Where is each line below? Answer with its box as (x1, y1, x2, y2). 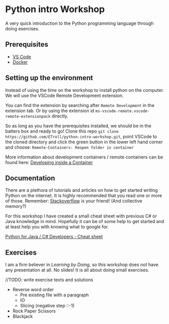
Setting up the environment (5, 74, 93, 82)
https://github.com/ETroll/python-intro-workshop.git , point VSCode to (5, 133, 157, 139)
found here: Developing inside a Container (5, 159, 93, 165)
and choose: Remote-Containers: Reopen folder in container (5, 144, 134, 150)
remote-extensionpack (5, 114, 51, 119)
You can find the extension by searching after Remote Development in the (5, 102, 155, 108)
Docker (12, 59, 28, 65)
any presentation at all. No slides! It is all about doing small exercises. (5, 267, 150, 273)
